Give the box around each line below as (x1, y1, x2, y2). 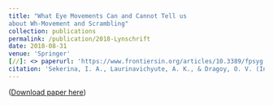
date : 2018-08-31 (8, 42, 67, 50)
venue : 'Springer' (8, 50, 71, 58)
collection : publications (8, 27, 96, 35)
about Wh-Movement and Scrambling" (8, 20, 129, 28)
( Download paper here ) (8, 87, 87, 97)
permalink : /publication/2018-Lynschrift (8, 34, 151, 43)
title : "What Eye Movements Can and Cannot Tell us (8, 11, 187, 20)
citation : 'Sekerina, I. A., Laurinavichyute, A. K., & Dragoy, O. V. (8, 65, 253, 73)
